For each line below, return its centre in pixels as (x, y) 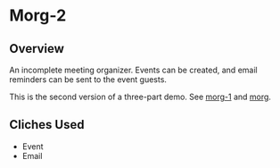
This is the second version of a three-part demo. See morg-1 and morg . (140, 97)
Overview (37, 49)
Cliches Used (47, 125)
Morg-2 (38, 16)
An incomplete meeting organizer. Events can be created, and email (133, 70)
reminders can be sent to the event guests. (88, 80)
